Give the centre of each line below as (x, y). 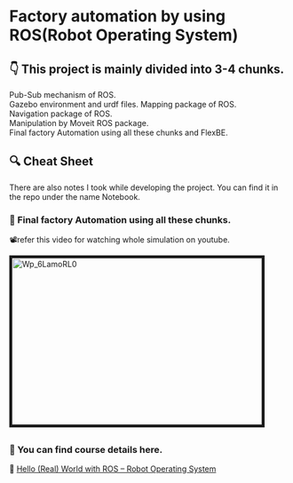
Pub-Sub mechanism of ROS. (63, 95)
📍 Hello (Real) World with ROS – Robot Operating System (113, 469)
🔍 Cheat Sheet (51, 162)
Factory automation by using (118, 16)
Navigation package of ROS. (61, 114)
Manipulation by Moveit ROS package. (79, 123)
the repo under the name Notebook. (75, 196)
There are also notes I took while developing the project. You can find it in (144, 187)
